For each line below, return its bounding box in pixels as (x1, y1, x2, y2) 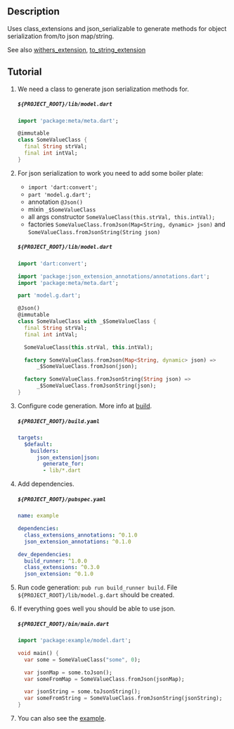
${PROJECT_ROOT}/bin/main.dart (17, 620, 110, 627)
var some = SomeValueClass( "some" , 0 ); (24, 656, 141, 663)
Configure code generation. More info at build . (17, 401, 152, 410)
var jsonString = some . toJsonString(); (24, 688, 141, 695)
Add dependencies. (17, 479, 75, 489)
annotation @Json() (27, 197, 83, 206)
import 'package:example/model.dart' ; (17, 637, 131, 644)
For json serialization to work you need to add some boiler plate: (17, 169, 204, 177)
